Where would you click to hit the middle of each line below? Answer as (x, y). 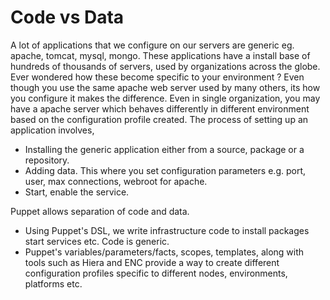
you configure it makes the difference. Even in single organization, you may (165, 98)
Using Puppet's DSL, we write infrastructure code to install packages (167, 230)
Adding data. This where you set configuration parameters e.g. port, (165, 170)
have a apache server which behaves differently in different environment (160, 108)
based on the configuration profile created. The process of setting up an (159, 119)
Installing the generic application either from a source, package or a (164, 149)
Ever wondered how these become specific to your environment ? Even (157, 77)
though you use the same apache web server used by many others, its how (165, 87)
